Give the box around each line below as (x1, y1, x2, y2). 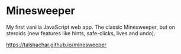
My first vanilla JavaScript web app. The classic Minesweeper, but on (6, 23, 176, 31)
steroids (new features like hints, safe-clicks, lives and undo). (6, 29, 156, 36)
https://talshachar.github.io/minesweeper (6, 41, 107, 48)
